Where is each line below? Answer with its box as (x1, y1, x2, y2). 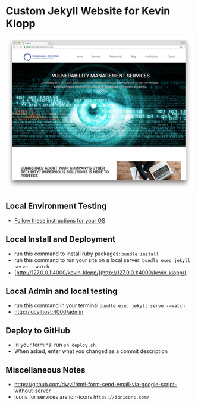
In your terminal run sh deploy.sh (14, 341, 96, 349)
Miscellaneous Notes (5, 365, 86, 375)
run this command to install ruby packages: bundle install (14, 250, 159, 257)
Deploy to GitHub (5, 326, 71, 336)
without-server (14, 387, 51, 394)
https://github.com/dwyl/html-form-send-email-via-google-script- (14, 380, 177, 388)
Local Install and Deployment (5, 234, 115, 245)
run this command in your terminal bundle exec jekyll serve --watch (14, 302, 186, 309)
